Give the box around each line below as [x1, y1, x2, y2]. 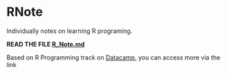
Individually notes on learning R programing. [6, 27, 133, 35]
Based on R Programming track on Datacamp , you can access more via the [6, 53, 221, 62]
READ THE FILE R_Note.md [6, 40, 85, 48]
